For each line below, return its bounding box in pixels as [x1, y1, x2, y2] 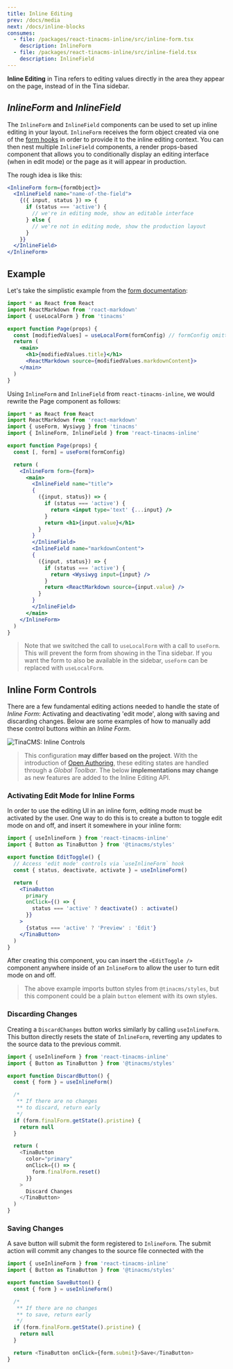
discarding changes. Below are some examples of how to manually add [7, 717, 211, 726]
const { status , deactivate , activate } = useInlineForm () [13, 866, 188, 874]
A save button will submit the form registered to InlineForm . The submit [7, 1239, 212, 1247]
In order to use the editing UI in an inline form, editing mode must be [7, 806, 202, 815]
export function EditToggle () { [7, 854, 101, 861]
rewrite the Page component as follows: [7, 397, 121, 405]
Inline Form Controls [7, 683, 97, 695]
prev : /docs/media [7, 17, 60, 24]
